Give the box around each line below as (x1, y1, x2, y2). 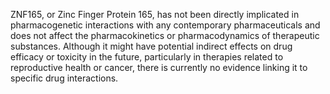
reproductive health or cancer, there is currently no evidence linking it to (10, 62, 308, 73)
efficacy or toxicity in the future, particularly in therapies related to (10, 51, 284, 63)
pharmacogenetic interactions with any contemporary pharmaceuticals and (10, 19, 321, 31)
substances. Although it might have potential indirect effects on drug (10, 40, 293, 52)
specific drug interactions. (10, 72, 119, 84)
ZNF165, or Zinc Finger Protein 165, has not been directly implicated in (10, 9, 300, 20)
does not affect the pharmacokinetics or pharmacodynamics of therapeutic (10, 30, 320, 41)
